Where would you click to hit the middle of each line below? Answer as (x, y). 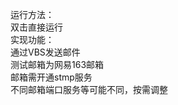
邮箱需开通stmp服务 (51, 77)
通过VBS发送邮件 (45, 52)
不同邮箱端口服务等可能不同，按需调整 (89, 89)
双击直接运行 (36, 27)
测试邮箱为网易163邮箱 (57, 64)
